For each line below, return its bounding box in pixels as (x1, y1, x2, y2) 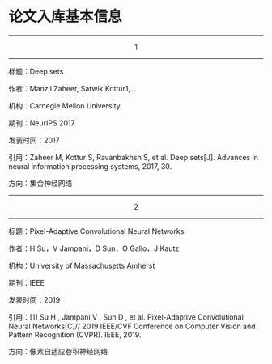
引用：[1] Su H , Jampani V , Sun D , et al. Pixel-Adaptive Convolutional (8, 312, 244, 322)
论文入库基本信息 (8, 7, 123, 26)
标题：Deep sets (8, 66, 64, 76)
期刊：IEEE (8, 277, 45, 287)
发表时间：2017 (8, 135, 60, 145)
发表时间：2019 (8, 294, 61, 304)
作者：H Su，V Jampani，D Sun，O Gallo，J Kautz (8, 243, 180, 253)
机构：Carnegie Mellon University (8, 100, 121, 110)
